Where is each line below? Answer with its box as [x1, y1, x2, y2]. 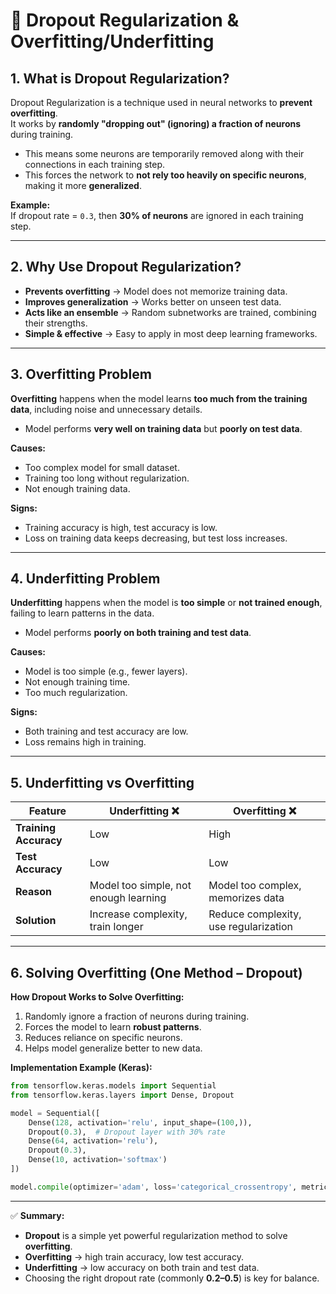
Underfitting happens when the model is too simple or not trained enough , [10, 597, 323, 609]
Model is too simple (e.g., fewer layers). [24, 665, 188, 678]
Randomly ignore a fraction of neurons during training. [24, 1010, 250, 1023]
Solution [15, 914, 57, 928]
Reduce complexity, [208, 907, 302, 921]
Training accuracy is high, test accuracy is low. [24, 521, 218, 533]
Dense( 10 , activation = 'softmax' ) [28, 1155, 168, 1165]
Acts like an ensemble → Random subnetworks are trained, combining [24, 306, 317, 318]
